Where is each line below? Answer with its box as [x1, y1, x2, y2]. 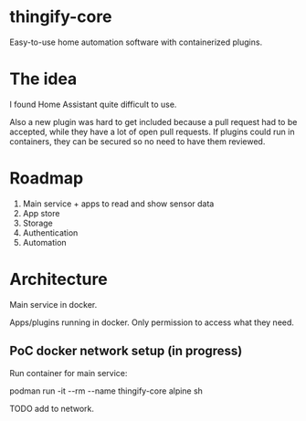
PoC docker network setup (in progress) [9, 343, 243, 359]
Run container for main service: [9, 367, 128, 378]
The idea [9, 68, 78, 89]
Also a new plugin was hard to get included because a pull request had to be [9, 116, 298, 127]
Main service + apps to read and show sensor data [22, 198, 215, 209]
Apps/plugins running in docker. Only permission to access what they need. [9, 317, 295, 328]
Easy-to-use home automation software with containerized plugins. [9, 37, 263, 47]
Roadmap [9, 168, 84, 189]
